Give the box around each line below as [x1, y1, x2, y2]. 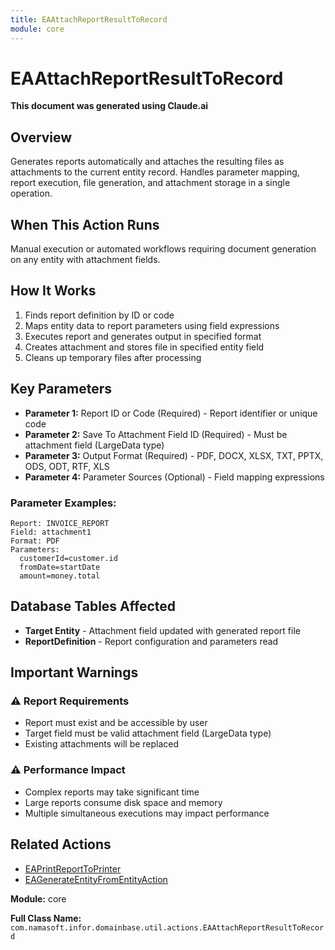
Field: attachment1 [10, 527, 92, 537]
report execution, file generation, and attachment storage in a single [10, 177, 291, 189]
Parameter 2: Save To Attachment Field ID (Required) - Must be [24, 428, 288, 440]
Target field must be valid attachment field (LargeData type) [24, 727, 272, 740]
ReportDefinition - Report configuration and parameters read [24, 635, 279, 647]
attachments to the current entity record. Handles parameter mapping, [10, 166, 300, 178]
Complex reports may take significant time [24, 786, 200, 798]
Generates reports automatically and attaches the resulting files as [10, 156, 285, 168]
